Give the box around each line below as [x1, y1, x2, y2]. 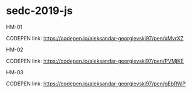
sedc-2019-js [6, 4, 73, 18]
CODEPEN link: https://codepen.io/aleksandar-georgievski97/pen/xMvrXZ [6, 35, 184, 42]
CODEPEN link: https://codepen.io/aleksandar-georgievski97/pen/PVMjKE [6, 57, 184, 64]
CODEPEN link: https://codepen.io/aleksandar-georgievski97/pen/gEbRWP [6, 80, 186, 87]
